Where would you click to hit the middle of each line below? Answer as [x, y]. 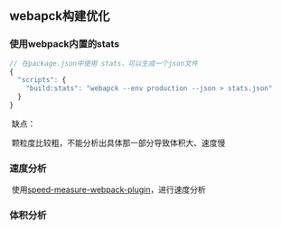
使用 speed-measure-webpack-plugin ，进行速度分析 [108, 190]
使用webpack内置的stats [65, 44]
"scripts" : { [42, 80]
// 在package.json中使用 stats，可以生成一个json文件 [104, 63]
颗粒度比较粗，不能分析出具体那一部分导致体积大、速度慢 [118, 142]
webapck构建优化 [60, 16]
